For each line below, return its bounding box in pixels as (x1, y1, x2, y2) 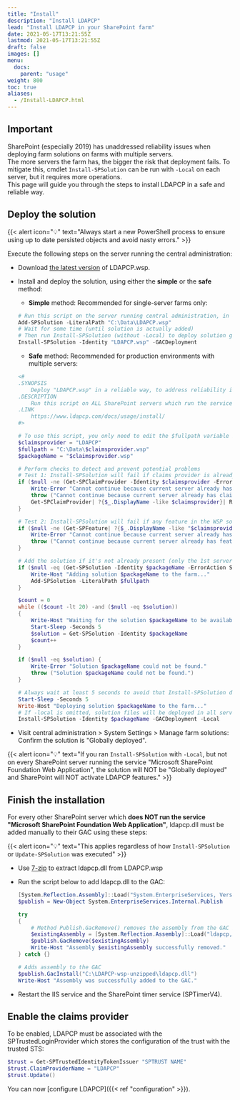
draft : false (7, 44, 46, 51)
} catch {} (17, 951, 51, 958)
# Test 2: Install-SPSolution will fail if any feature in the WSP (17, 518, 223, 525)
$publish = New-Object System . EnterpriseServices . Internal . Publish (17, 898, 224, 905)
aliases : (7, 90, 34, 97)
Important (7, 123, 53, 136)
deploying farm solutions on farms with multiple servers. (7, 149, 174, 158)
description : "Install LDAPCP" (7, 17, 101, 24)
